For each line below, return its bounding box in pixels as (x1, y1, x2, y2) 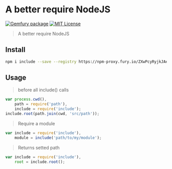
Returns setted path (17, 144, 60, 151)
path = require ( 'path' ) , (14, 102, 68, 107)
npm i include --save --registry (5, 59, 77, 64)
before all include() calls (17, 87, 69, 93)
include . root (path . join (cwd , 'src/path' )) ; (5, 111, 100, 117)
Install (5, 45, 26, 54)
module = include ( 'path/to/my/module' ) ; (14, 135, 102, 140)
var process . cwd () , (5, 97, 47, 102)
